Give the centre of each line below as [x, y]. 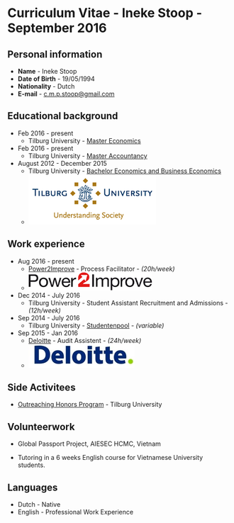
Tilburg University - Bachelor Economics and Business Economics [125, 171]
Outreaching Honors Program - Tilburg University [90, 405]
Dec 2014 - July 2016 [49, 295]
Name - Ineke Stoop [47, 71]
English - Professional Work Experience [75, 512]
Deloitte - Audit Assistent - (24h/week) [85, 340]
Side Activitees [41, 388]
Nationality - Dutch [46, 86]
